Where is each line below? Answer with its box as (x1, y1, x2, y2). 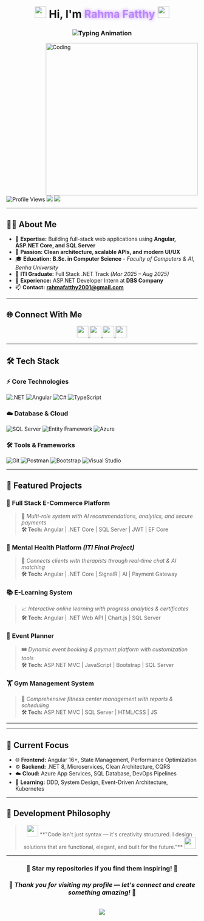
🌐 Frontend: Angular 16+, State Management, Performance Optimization (15, 756, 197, 764)
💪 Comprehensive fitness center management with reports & (21, 695, 173, 703)
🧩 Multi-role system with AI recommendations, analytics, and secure (21, 512, 193, 520)
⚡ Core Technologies (6, 378, 69, 386)
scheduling (21, 702, 50, 709)
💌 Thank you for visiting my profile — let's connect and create (8, 880, 195, 889)
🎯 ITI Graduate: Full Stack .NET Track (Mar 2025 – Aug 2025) (15, 270, 169, 278)
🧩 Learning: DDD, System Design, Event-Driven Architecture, (15, 778, 168, 786)
